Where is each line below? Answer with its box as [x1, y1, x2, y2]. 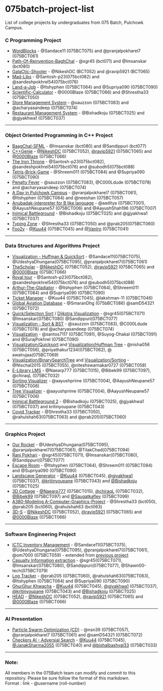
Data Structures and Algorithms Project [5, 243, 100, 249]
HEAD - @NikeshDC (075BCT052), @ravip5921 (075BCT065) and [12, 594, 143, 599]
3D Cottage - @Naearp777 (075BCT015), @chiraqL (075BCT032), [12, 488, 144, 494]
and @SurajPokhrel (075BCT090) [12, 336, 79, 342]
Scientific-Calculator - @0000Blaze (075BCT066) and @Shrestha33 [12, 89, 149, 95]
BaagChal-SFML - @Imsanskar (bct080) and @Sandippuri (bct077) [12, 143, 147, 149]
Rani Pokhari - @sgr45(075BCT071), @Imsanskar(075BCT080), [12, 452, 139, 458]
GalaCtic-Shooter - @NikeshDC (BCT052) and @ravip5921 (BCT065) [12, 69, 150, 75]
